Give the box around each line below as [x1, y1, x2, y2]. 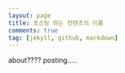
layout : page [8, 11, 51, 20]
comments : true [8, 26, 59, 34]
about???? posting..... [8, 56, 78, 65]
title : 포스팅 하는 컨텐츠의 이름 [8, 19, 104, 27]
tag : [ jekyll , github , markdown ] [8, 33, 119, 42]
